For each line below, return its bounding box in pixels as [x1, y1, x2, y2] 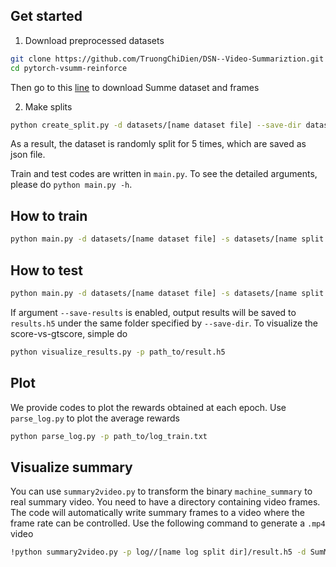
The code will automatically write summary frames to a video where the [10, 507, 305, 519]
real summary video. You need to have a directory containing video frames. [10, 496, 321, 508]
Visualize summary [10, 459, 133, 476]
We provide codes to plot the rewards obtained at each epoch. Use [10, 401, 287, 413]
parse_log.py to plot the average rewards [10, 412, 180, 424]
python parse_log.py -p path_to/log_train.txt [10, 431, 208, 441]
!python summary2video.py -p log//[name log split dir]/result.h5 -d [10, 547, 307, 558]
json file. [10, 149, 46, 161]
